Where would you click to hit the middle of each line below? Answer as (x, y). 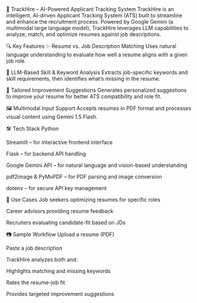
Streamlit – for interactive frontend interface (59, 142)
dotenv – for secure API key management (56, 188)
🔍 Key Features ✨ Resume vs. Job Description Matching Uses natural (91, 46)
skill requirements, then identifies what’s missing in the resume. (83, 79)
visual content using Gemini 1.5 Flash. (52, 117)
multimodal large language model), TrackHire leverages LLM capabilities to (97, 28)
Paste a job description (34, 248)
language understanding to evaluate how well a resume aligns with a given (97, 54)
